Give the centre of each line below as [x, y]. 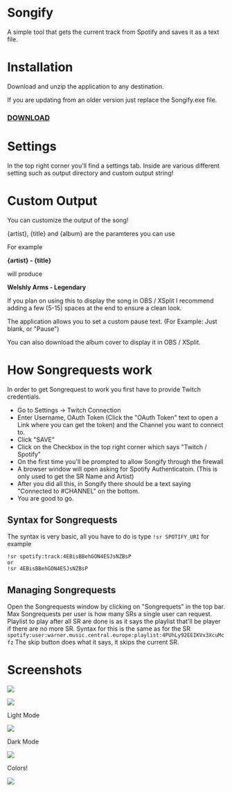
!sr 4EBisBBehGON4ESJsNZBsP [48, 569]
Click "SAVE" [36, 439]
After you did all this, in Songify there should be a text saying [104, 483]
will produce [25, 273]
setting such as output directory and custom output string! [90, 173]
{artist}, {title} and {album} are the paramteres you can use [91, 233]
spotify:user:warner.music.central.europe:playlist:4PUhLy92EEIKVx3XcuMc [116, 636]
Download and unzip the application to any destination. [86, 86]
